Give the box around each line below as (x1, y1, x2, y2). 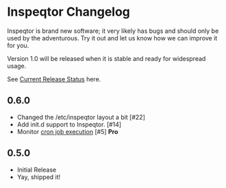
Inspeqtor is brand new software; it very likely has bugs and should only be (7, 27, 219, 35)
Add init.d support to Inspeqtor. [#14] (16, 120, 122, 129)
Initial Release (16, 165, 57, 174)
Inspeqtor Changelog (7, 4, 130, 20)
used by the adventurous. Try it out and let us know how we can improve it (7, 33, 218, 42)
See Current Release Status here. (7, 75, 101, 83)
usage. (7, 62, 27, 70)
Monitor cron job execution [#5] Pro (16, 127, 118, 135)
